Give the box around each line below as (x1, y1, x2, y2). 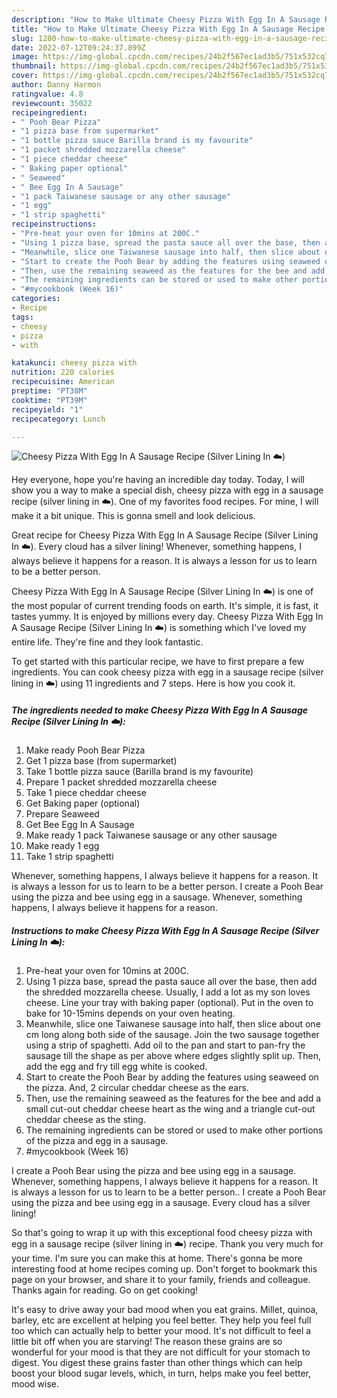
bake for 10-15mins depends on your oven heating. (25, 1007, 236, 1020)
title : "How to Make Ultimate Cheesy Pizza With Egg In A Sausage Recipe (11, 24, 326, 34)
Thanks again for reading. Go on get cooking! (11, 1284, 199, 1296)
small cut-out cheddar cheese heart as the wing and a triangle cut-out (25, 1103, 316, 1115)
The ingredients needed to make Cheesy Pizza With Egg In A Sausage (11, 704, 309, 716)
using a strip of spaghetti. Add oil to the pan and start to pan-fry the (25, 1039, 306, 1051)
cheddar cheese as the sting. (25, 1114, 146, 1126)
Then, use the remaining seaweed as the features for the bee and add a (25, 1092, 322, 1105)
